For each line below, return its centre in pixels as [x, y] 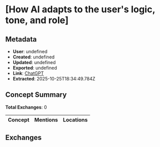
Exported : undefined [35, 68]
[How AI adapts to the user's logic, [80, 9]
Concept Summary [36, 95]
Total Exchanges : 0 [26, 107]
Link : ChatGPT [28, 73]
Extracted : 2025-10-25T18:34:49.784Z [54, 79]
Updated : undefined [34, 62]
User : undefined [30, 51]
